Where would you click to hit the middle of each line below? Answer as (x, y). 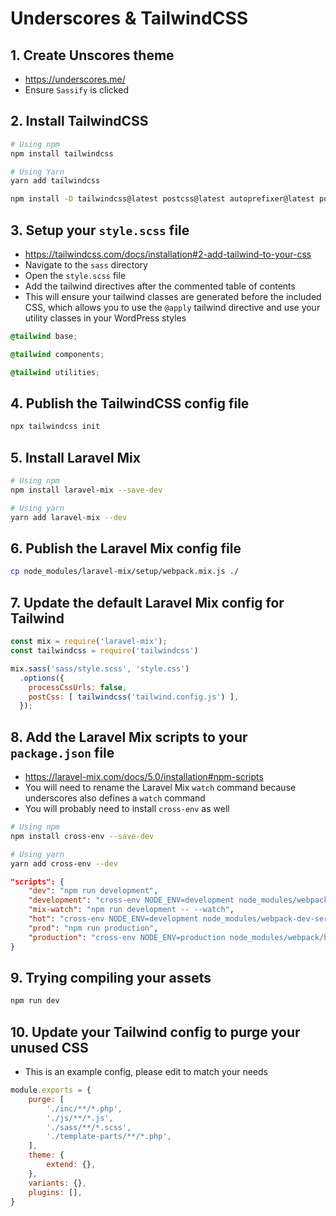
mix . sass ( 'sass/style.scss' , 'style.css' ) (100, 668)
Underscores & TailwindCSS (129, 18)
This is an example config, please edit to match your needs (146, 1072)
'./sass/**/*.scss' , (89, 1127)
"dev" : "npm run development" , (93, 891)
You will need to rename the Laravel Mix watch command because (160, 788)
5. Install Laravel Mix (75, 457)
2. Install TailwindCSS (79, 121)
